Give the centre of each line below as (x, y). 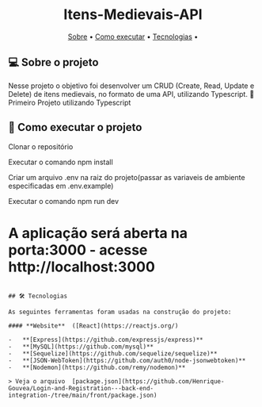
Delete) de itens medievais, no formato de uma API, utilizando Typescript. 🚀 (131, 94)
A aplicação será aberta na (98, 233)
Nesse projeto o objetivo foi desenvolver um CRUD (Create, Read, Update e (131, 86)
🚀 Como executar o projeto (75, 127)
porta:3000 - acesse (78, 250)
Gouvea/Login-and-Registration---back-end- (81, 388)
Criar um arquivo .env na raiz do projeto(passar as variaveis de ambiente (127, 177)
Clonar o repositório (41, 146)
